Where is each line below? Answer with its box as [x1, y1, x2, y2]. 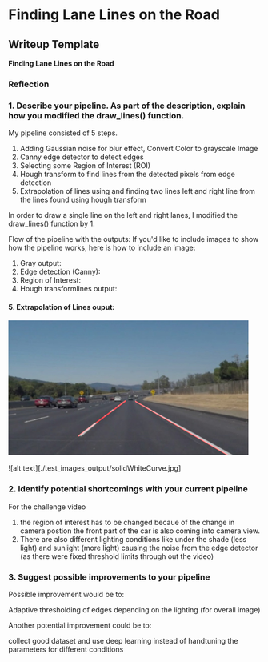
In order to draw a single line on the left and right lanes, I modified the [8, 211, 238, 220]
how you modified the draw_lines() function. [8, 110, 185, 121]
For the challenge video [8, 502, 86, 512]
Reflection [8, 78, 50, 90]
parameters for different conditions [8, 644, 124, 654]
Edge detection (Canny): [19, 267, 101, 277]
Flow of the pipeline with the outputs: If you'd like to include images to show [8, 235, 259, 244]
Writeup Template [8, 38, 100, 51]
